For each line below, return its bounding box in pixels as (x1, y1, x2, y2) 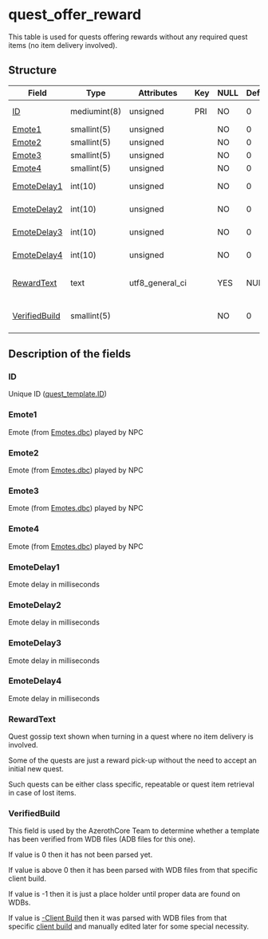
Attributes (138, 87, 178, 98)
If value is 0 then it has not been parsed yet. (8, 850, 153, 859)
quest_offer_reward (8, 6, 142, 24)
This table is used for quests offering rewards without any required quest (8, 32, 248, 41)
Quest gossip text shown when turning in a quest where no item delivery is (8, 732, 254, 741)
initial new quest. (8, 764, 64, 774)
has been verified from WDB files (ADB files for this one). (8, 834, 195, 844)
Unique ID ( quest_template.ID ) (8, 389, 108, 399)
